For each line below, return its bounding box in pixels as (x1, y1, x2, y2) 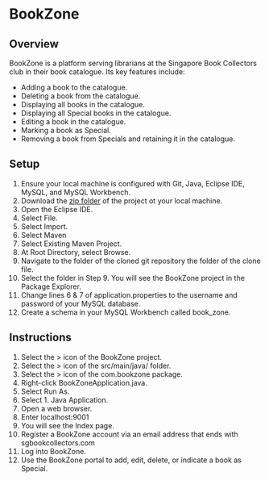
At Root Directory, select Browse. (20, 247, 131, 257)
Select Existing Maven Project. (20, 239, 122, 248)
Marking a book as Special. (20, 126, 112, 135)
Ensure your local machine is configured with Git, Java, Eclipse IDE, (20, 178, 245, 188)
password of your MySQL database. (20, 298, 141, 308)
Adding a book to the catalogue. (20, 82, 128, 92)
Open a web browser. (20, 403, 93, 413)
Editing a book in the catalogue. (20, 117, 126, 126)
